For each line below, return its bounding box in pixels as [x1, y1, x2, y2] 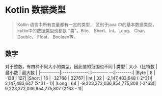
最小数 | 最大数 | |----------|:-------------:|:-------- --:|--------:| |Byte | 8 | [5, 70, 156, 75]
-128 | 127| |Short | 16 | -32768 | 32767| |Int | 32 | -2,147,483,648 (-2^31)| [5, 75, 153, 81]
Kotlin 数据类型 [5, 4, 66, 16]
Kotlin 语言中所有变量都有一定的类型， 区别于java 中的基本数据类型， [17, 22, 157, 27]
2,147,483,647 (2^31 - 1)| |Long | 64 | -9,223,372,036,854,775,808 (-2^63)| [5, 80, 156, 86]
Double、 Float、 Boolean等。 [17, 34, 78, 40]
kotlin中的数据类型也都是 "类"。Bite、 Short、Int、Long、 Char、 [17, 27, 149, 33]
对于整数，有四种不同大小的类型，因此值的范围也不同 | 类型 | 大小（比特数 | [5, 63, 158, 69]
